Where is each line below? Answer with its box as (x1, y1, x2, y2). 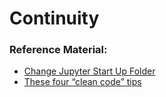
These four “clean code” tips (23, 76, 142, 88)
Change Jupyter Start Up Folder (23, 65, 156, 77)
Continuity (9, 7, 100, 30)
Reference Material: (9, 43, 108, 57)
